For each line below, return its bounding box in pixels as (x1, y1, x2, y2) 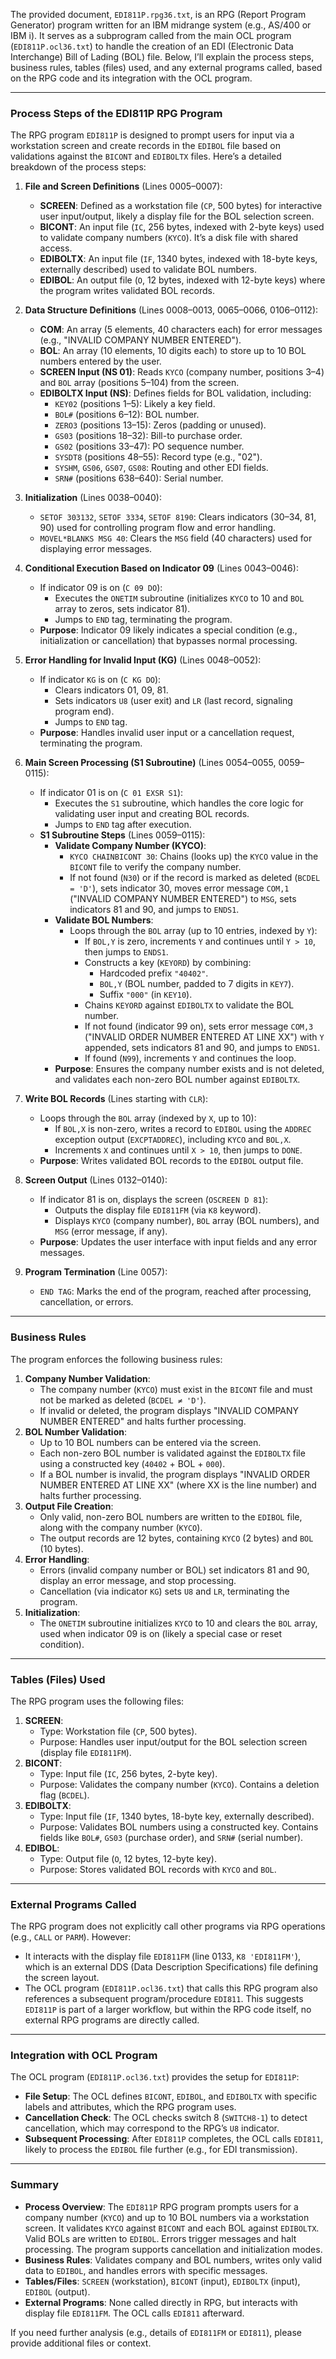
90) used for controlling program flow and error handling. (39, 522, 277, 534)
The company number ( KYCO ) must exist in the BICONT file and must (39, 1383, 313, 1395)
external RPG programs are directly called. (24, 2014, 200, 2026)
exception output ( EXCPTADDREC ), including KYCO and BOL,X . (54, 1134, 292, 1146)
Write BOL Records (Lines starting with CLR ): (24, 1093, 209, 1105)
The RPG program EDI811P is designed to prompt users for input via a (10, 129, 295, 141)
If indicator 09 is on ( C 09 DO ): (39, 582, 163, 594)
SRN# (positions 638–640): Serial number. (54, 472, 224, 484)
